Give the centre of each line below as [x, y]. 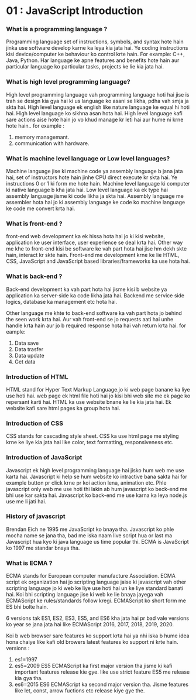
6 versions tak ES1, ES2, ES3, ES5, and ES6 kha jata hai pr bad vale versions [97, 618]
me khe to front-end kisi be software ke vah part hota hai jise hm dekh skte [97, 249]
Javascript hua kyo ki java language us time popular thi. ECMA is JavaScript [97, 541]
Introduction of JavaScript [44, 458]
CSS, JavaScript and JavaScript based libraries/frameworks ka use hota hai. [98, 261]
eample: [16, 331]
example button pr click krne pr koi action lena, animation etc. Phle [86, 483]
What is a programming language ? [57, 29]
